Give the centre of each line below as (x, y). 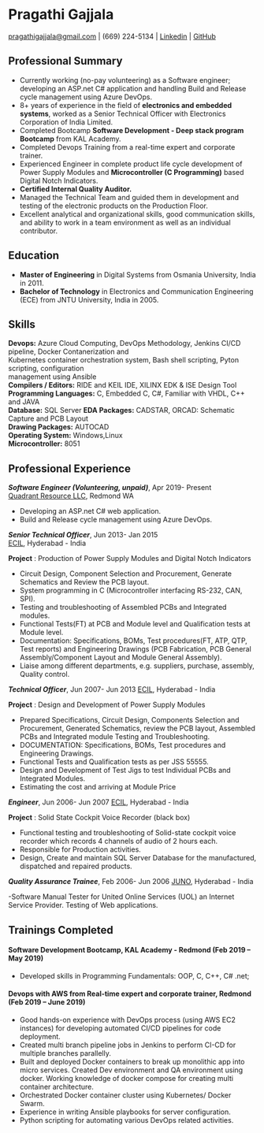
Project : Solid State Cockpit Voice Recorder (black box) (99, 818)
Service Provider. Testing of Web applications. (83, 905)
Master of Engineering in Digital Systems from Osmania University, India (138, 274)
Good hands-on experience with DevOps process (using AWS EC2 (128, 1020)
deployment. (40, 1036)
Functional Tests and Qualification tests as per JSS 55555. (114, 762)
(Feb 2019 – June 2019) (47, 1002)
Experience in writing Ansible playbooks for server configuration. (125, 1112)
